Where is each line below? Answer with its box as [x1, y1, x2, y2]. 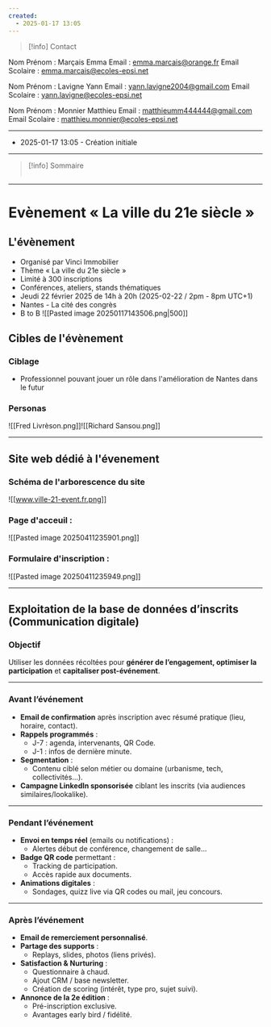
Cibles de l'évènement [8, 332, 123, 345]
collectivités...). [31, 772, 83, 782]
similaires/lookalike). [19, 789, 89, 799]
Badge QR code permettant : [19, 853, 116, 862]
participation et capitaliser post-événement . [8, 666, 161, 676]
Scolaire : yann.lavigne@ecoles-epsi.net [8, 90, 143, 99]
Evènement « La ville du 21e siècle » [8, 203, 255, 222]
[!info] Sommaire [27, 161, 85, 170]
